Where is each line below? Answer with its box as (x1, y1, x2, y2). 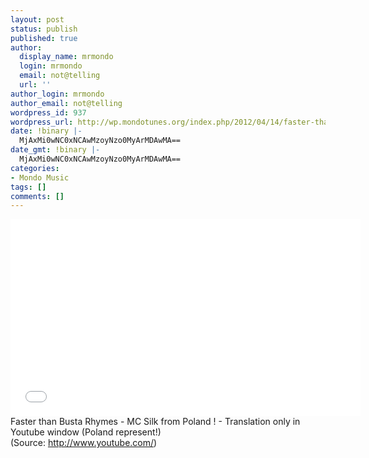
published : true (10, 33, 78, 43)
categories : (10, 163, 60, 173)
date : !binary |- (10, 126, 83, 136)
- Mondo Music (10, 172, 70, 183)
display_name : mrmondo (19, 52, 114, 62)
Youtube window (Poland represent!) (10, 426, 162, 438)
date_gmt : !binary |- (10, 145, 101, 155)
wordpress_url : (10, 117, 74, 127)
